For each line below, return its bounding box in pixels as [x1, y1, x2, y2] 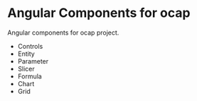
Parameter [17, 57, 49, 65]
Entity [17, 49, 36, 58]
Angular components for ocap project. [7, 28, 119, 37]
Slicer [17, 64, 35, 73]
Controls [17, 42, 43, 50]
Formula [17, 72, 43, 81]
